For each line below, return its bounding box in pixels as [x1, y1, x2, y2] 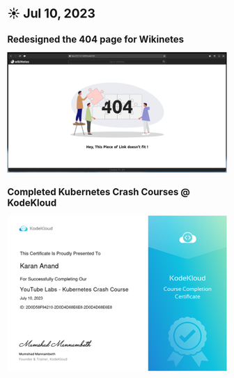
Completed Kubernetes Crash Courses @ [7, 186, 190, 198]
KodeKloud [7, 197, 57, 209]
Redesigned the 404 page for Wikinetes [7, 33, 185, 45]
